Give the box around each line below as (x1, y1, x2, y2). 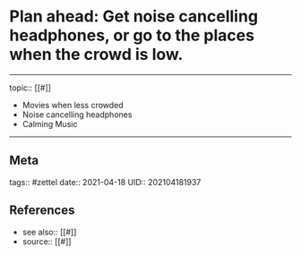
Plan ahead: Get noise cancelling (9, 6, 258, 27)
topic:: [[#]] (9, 82, 52, 93)
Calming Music (21, 118, 78, 129)
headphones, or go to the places (9, 25, 255, 46)
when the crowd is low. (9, 45, 184, 64)
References (9, 203, 75, 218)
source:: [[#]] (21, 235, 72, 247)
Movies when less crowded (21, 99, 124, 110)
